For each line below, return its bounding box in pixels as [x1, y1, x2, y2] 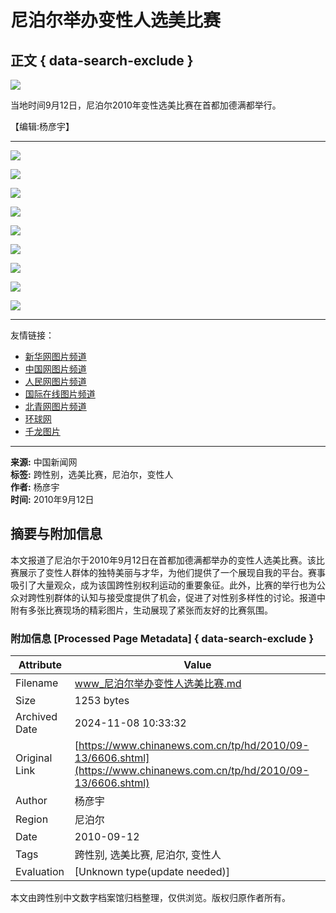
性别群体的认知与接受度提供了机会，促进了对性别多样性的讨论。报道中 [36, 591, 326, 603]
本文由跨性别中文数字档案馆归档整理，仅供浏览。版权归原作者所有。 [10, 892, 291, 904]
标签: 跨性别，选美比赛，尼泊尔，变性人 [10, 469, 174, 480]
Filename [15, 676, 59, 690]
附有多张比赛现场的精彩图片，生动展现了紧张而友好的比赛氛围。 [10, 604, 273, 616]
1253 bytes [74, 694, 130, 708]
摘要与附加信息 [10, 526, 103, 543]
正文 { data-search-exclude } [10, 52, 194, 69]
